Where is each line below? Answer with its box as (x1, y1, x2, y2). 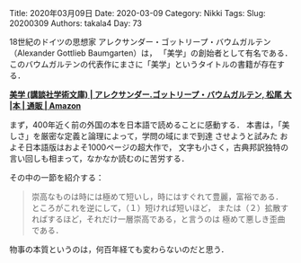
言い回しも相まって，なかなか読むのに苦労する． (9, 153, 190, 163)
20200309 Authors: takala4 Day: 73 (9, 18, 142, 29)
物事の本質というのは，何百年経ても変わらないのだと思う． (9, 244, 229, 254)
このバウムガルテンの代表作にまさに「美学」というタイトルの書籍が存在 (9, 59, 277, 69)
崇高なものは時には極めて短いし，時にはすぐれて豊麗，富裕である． (31, 191, 284, 202)
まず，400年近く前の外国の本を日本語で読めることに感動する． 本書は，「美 (9, 119, 290, 130)
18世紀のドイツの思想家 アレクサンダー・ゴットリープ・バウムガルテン (9, 37, 271, 47)
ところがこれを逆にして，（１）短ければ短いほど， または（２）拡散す (31, 203, 289, 213)
